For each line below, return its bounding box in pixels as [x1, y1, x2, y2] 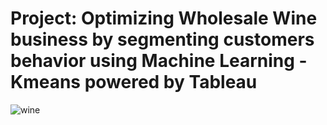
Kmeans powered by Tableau [10, 71, 258, 94]
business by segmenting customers [10, 28, 315, 51]
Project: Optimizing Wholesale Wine [10, 7, 318, 30]
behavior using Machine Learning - [10, 50, 308, 72]
